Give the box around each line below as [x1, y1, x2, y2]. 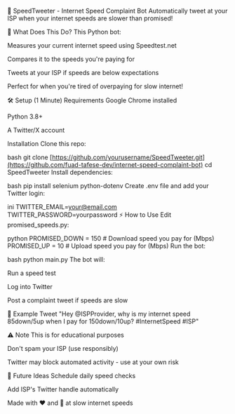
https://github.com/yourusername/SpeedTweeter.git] [51, 153, 206, 161]
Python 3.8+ [7, 112, 43, 121]
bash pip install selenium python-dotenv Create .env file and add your [7, 182, 209, 189]
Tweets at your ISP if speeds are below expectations [7, 69, 159, 76]
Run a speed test [7, 269, 56, 277]
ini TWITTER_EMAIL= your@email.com [7, 203, 117, 211]
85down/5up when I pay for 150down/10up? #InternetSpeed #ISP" [7, 317, 199, 326]
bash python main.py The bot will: [7, 255, 105, 263]
